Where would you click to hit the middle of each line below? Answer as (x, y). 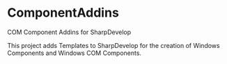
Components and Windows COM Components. (74, 53)
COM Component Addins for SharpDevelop (69, 32)
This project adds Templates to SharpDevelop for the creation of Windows (114, 45)
